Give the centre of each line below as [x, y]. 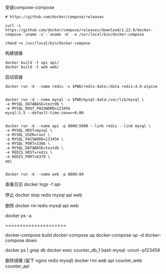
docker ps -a [18, 216]
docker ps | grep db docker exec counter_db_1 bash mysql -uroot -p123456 [83, 250]
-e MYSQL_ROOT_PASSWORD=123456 [38, 108]
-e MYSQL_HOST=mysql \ [29, 130]
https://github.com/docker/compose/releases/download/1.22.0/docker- [79, 30]
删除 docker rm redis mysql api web [42, 205]
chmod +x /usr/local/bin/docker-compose [48, 43]
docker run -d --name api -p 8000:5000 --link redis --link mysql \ [78, 126]
